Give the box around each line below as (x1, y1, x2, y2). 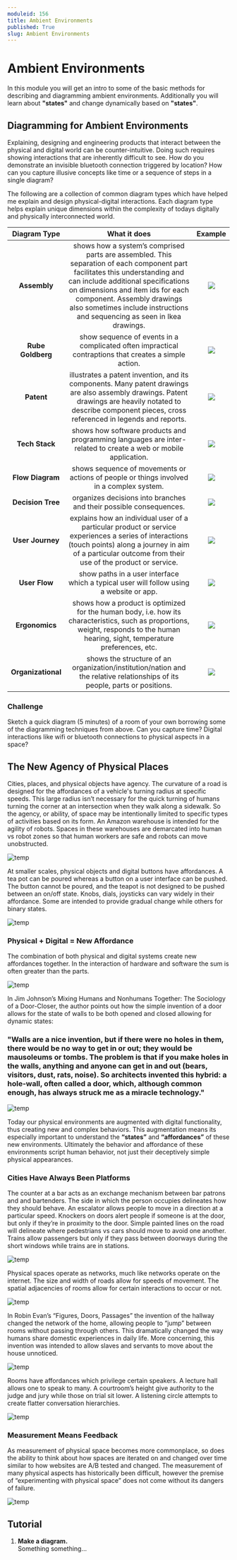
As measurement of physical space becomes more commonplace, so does (7, 1446, 225, 1455)
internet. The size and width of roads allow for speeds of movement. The (7, 1276, 219, 1285)
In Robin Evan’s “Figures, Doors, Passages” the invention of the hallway (7, 1312, 215, 1319)
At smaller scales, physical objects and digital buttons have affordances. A (7, 867, 224, 876)
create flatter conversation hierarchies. (7, 1399, 121, 1407)
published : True (7, 23, 55, 30)
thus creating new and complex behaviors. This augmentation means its (7, 1125, 217, 1133)
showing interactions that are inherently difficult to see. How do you (7, 154, 205, 161)
